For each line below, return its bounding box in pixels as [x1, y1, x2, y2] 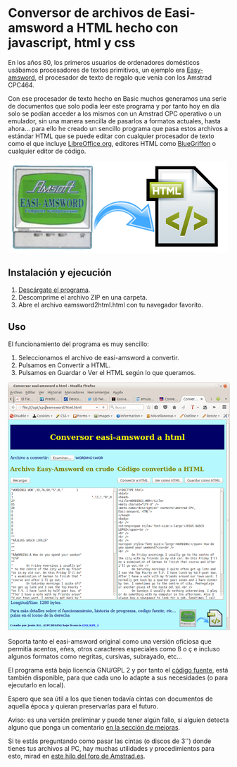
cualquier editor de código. [8, 147, 87, 155]
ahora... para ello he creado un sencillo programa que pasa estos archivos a [8, 124, 228, 133]
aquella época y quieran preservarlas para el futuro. [8, 701, 159, 710]
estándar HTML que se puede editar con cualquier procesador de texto [8, 132, 214, 140]
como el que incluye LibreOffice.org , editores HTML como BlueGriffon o [8, 139, 217, 147]
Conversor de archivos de [8, 5, 162, 21]
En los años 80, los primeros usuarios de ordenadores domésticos [8, 58, 200, 66]
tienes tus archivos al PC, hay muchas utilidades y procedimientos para [8, 744, 215, 752]
